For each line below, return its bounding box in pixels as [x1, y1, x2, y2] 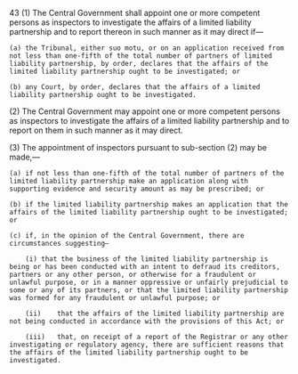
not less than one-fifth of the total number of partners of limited [9, 52, 273, 61]
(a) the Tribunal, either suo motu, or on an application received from [9, 44, 285, 53]
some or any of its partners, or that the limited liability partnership [9, 286, 289, 295]
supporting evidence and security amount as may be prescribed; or [9, 184, 265, 193]
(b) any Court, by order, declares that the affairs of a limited [9, 83, 261, 92]
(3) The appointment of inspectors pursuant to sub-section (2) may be [9, 142, 267, 152]
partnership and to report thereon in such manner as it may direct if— [9, 27, 264, 37]
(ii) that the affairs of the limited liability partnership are [25, 309, 285, 318]
